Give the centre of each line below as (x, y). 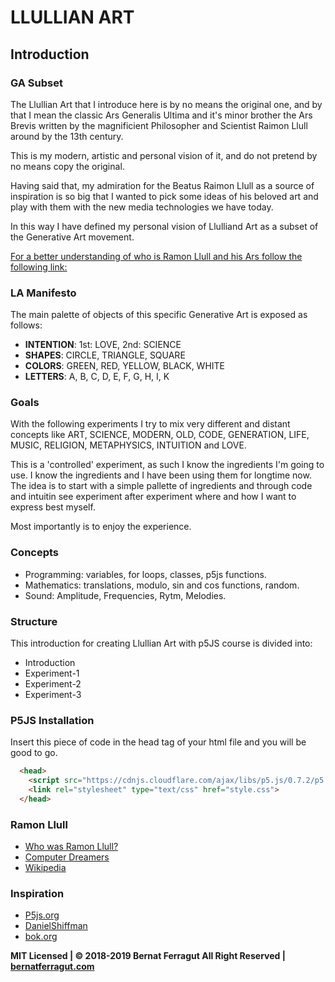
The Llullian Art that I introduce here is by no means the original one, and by (166, 104)
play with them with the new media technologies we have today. (142, 207)
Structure (34, 621)
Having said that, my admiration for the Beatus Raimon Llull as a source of (162, 185)
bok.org (41, 937)
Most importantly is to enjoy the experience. (101, 527)
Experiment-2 (53, 684)
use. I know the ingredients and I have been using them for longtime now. (161, 475)
